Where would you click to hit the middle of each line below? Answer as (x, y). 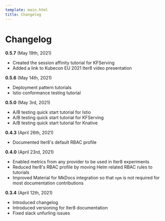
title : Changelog (23, 15)
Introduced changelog (35, 202)
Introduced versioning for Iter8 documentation (60, 208)
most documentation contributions (48, 183)
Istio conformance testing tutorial (46, 93)
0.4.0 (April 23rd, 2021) (29, 152)
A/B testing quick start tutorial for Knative (55, 123)
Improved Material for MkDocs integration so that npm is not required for (86, 178)
